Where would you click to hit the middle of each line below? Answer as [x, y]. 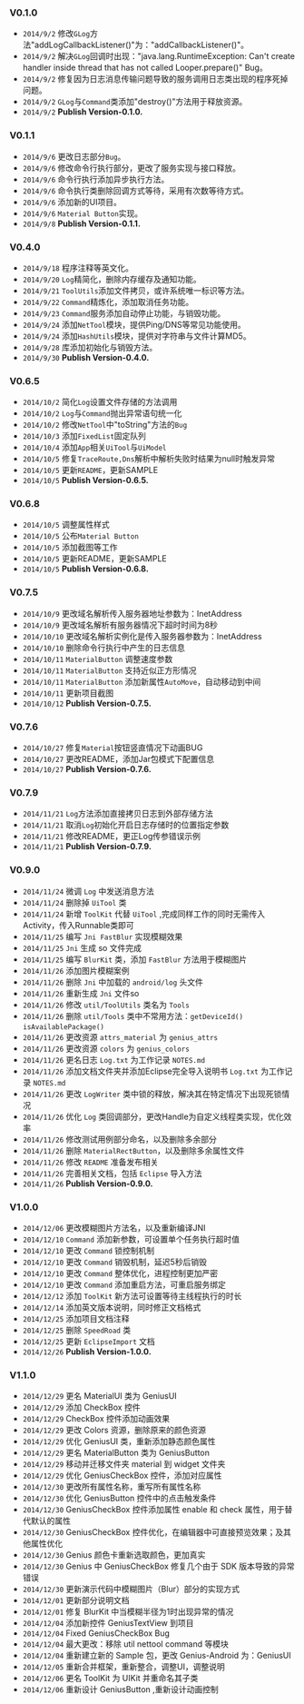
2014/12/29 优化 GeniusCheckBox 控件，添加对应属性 [122, 1476]
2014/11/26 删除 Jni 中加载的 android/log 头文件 [113, 982]
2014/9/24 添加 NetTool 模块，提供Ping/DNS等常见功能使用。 [134, 324]
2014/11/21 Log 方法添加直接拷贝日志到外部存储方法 [118, 814]
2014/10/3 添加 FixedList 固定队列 [84, 436]
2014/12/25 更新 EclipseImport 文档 [89, 1341]
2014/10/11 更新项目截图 [68, 693]
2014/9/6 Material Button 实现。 [83, 213]
